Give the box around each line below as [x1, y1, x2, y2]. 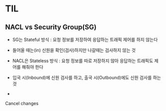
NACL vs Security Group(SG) [5, 23, 97, 31]
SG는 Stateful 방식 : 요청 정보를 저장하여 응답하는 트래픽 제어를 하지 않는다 [12, 37, 158, 42]
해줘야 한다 [21, 64, 43, 70]
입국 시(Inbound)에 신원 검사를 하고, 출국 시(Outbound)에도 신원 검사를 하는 [12, 75, 161, 80]
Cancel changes [5, 101, 39, 106]
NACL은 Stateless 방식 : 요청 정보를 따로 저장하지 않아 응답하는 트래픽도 [12, 58, 154, 64]
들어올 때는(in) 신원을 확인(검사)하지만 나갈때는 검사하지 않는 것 [12, 47, 136, 53]
